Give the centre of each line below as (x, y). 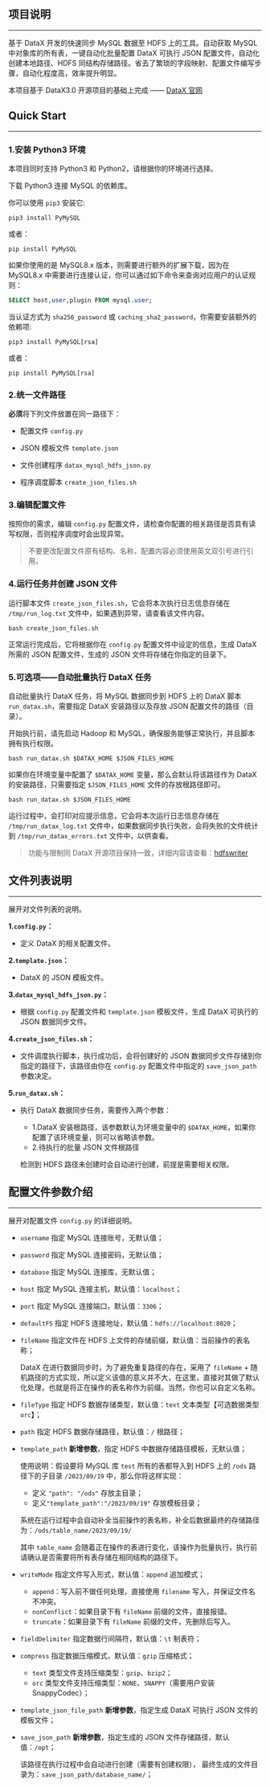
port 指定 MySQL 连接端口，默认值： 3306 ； (92, 1305)
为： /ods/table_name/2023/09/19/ (76, 1530)
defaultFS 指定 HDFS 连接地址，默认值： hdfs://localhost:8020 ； (129, 1323)
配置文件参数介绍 (51, 1192)
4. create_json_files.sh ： (51, 1039)
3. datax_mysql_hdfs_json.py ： (59, 994)
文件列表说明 (40, 881)
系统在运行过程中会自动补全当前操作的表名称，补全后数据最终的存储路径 (139, 1520)
